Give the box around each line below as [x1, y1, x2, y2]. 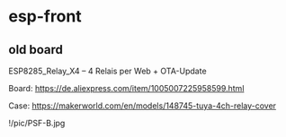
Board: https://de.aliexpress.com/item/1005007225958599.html [8, 83, 245, 93]
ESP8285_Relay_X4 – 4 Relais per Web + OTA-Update [8, 65, 208, 76]
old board [8, 42, 64, 57]
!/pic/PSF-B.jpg [8, 118, 66, 128]
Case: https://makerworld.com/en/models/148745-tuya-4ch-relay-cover [8, 100, 276, 111]
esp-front [8, 6, 82, 27]
